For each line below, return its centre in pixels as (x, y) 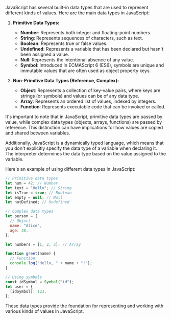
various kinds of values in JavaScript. (45, 311)
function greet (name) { (31, 254)
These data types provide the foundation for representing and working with (84, 306)
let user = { (19, 287)
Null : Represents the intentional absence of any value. (77, 60)
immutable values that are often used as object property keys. (86, 71)
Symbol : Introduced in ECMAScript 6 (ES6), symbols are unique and (92, 65)
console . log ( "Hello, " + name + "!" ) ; (51, 263)
